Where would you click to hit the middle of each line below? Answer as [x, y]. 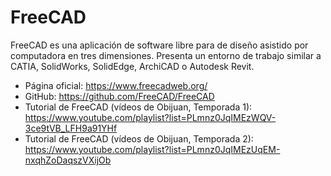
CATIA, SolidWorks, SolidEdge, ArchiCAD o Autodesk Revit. [132, 66]
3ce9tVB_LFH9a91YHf [71, 128]
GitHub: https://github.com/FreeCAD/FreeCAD [119, 96]
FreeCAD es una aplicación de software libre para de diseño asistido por [159, 45]
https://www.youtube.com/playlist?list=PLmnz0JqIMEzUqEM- [152, 149]
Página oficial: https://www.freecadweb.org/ [116, 85]
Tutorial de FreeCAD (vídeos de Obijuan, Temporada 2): [139, 138]
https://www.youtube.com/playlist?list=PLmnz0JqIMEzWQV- [150, 117]
